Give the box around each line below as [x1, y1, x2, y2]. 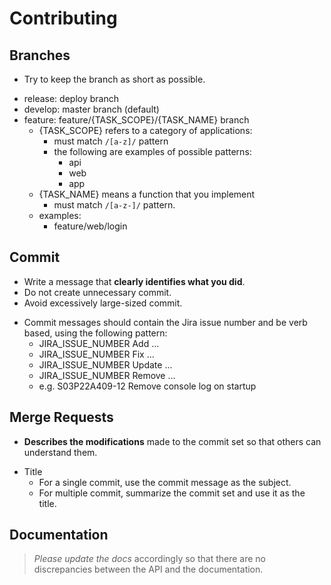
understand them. [23, 446, 98, 458]
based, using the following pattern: [23, 327, 168, 339]
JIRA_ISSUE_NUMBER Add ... [38, 337, 160, 349]
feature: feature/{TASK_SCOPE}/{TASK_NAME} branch [23, 114, 250, 126]
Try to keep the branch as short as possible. [23, 73, 206, 85]
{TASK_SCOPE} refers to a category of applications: [38, 125, 253, 136]
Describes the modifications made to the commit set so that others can [23, 435, 322, 447]
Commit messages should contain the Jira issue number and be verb [23, 316, 308, 328]
